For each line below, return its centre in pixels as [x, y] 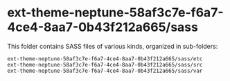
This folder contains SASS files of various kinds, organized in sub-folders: [113, 46]
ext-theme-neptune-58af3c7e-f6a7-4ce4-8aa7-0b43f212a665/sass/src [105, 65]
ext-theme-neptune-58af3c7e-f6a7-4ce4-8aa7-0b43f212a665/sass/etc [105, 59]
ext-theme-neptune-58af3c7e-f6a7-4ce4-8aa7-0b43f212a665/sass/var [105, 71]
